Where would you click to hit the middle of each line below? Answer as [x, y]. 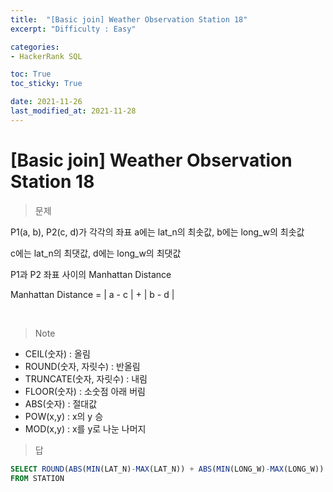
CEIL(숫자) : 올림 [57, 353]
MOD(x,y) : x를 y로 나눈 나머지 [85, 428]
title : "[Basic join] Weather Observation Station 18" [129, 19]
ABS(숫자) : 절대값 [61, 403]
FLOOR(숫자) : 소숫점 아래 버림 [85, 391]
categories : [35, 47]
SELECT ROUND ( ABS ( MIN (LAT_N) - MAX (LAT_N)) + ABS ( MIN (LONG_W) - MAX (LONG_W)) [167, 469]
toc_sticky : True [46, 84]
